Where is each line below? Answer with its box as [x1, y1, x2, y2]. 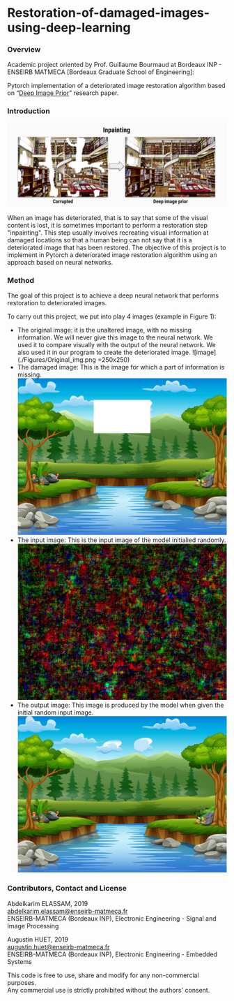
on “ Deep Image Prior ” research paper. [7, 89, 119, 97]
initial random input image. [17, 708, 94, 717]
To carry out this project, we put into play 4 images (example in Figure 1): [7, 312, 217, 321]
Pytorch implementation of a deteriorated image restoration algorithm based [7, 82, 226, 90]
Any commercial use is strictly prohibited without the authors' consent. [7, 986, 210, 994]
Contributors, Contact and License [7, 884, 127, 893]
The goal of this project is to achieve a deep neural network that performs [7, 291, 219, 300]
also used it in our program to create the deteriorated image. [17, 348, 191, 357]
